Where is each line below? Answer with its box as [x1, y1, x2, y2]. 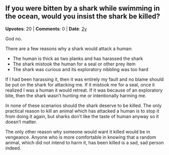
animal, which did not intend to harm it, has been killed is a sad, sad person [5, 139, 164, 145]
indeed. [5, 145, 22, 151]
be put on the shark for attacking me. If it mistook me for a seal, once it [5, 81, 155, 87]
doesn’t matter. [5, 119, 37, 125]
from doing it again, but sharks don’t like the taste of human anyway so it [5, 113, 159, 119]
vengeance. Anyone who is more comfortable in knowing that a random [5, 134, 156, 140]
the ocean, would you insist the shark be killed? [5, 12, 160, 21]
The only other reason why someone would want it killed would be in [5, 128, 150, 135]
